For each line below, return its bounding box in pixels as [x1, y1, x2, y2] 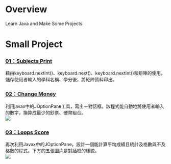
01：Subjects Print [5, 58, 53, 65]
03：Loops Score [5, 129, 50, 136]
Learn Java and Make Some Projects [5, 20, 83, 27]
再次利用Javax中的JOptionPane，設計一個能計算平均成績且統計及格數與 [5, 142, 157, 148]
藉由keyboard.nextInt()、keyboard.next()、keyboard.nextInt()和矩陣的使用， [5, 70, 166, 76]
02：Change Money [5, 90, 56, 98]
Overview [5, 4, 47, 15]
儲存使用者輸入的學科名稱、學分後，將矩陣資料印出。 [5, 77, 117, 83]
